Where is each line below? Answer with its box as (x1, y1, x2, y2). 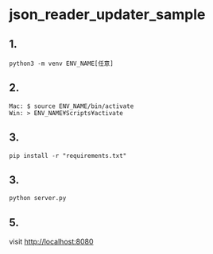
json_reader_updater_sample (9, 6, 206, 24)
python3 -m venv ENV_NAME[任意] (9, 60, 114, 67)
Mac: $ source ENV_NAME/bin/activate (9, 102, 134, 110)
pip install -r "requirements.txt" (9, 152, 127, 160)
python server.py (9, 194, 67, 202)
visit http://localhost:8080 (9, 237, 94, 247)
